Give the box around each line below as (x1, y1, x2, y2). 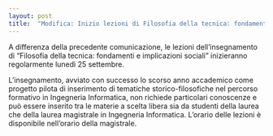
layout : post (8, 11, 53, 20)
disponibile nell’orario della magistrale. (8, 118, 137, 128)
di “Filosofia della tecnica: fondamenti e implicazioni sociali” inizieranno (8, 50, 248, 60)
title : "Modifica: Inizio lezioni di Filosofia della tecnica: (8, 20, 231, 28)
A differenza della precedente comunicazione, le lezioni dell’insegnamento (8, 42, 258, 51)
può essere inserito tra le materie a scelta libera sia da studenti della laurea (8, 101, 260, 111)
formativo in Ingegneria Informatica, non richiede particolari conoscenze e (8, 92, 258, 102)
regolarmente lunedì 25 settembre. (8, 59, 124, 69)
